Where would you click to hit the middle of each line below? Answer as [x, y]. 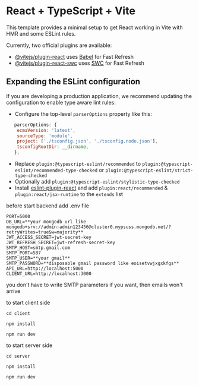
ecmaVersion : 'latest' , [46, 130]
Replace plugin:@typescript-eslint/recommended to [78, 164]
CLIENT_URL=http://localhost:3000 [49, 274]
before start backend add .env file [48, 206]
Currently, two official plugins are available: [59, 45]
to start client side [28, 302]
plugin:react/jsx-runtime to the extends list [69, 194]
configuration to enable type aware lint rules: [61, 102]
